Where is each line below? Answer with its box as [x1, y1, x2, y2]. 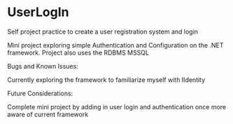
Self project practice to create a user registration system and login [7, 27, 198, 36]
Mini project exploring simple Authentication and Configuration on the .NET [7, 41, 224, 49]
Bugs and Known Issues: [7, 62, 78, 70]
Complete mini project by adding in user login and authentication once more [7, 102, 227, 111]
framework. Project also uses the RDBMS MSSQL [7, 48, 149, 57]
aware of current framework [7, 110, 89, 118]
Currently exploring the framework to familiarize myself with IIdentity [7, 75, 206, 84]
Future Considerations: [7, 89, 73, 97]
